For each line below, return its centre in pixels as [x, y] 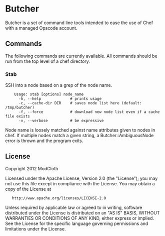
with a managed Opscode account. [41, 28]
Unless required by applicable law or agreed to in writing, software [74, 207]
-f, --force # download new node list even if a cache [89, 112]
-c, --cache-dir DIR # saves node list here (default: [80, 103]
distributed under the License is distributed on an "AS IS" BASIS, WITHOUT [82, 213]
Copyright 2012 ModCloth [32, 168]
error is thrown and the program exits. [44, 141]
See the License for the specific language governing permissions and [77, 223]
